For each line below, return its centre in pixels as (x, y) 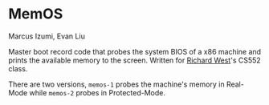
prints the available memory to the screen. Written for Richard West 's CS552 (134, 60)
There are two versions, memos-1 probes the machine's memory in (116, 84)
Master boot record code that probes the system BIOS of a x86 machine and (135, 51)
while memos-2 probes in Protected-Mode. (98, 92)
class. (18, 68)
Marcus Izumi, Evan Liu (47, 36)
